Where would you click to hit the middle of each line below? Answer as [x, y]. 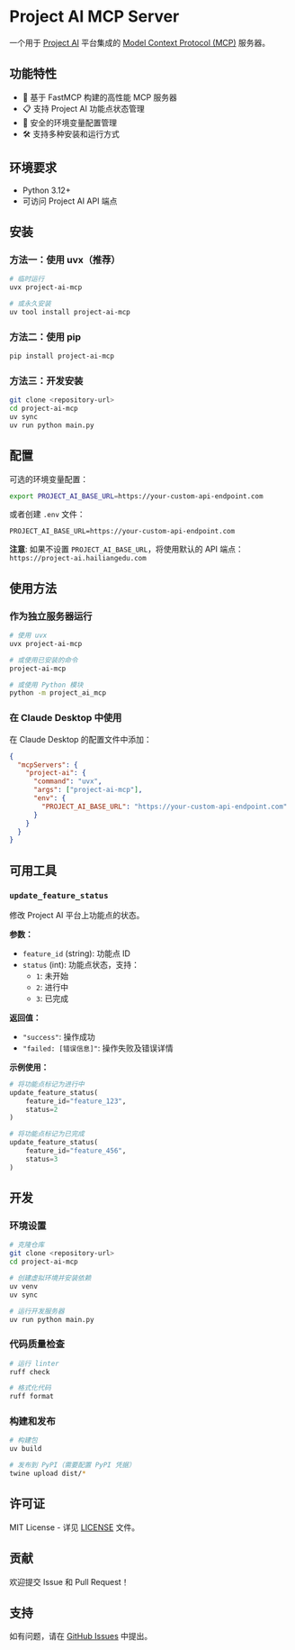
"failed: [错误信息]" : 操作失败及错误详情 [98, 1048]
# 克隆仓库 [27, 1245]
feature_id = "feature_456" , [76, 1151]
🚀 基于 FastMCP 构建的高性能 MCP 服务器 [100, 97]
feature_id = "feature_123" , [76, 1101]
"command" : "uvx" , [67, 781]
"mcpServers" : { [48, 765]
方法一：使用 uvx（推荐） [65, 260]
